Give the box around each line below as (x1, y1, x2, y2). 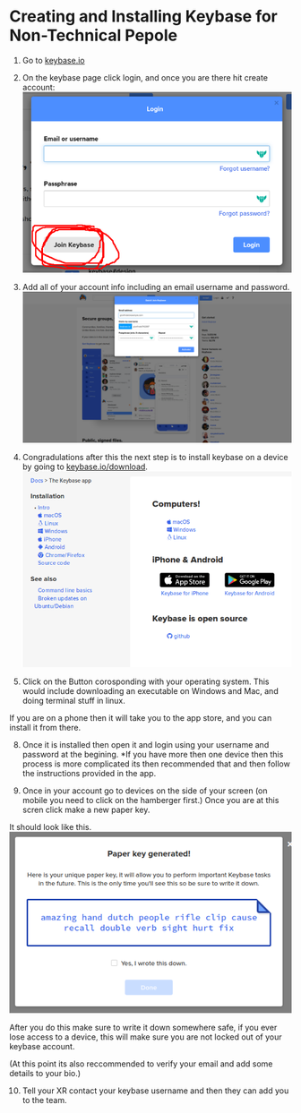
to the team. (21, 1095, 67, 1106)
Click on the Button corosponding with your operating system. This (21, 676, 270, 687)
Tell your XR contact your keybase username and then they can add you (21, 1085, 289, 1096)
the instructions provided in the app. (21, 767, 157, 778)
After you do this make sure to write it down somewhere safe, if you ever (9, 1023, 278, 1033)
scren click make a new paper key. (21, 804, 150, 815)
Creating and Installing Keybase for (9, 6, 278, 27)
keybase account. (9, 1041, 75, 1052)
